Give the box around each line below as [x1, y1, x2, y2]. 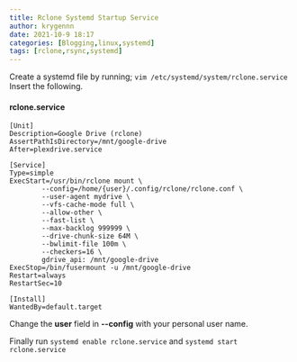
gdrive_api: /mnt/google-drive [41, 256, 159, 265]
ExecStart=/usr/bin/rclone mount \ [9, 176, 143, 186]
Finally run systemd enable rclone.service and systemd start [9, 336, 238, 347]
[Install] [9, 294, 47, 304]
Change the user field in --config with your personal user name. [9, 319, 248, 330]
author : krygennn [9, 22, 75, 31]
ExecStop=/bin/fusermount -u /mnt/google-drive [9, 263, 192, 273]
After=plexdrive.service [9, 145, 103, 154]
